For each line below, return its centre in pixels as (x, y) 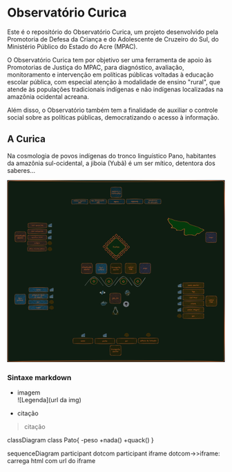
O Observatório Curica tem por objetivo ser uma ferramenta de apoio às (109, 59)
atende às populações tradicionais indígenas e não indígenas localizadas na (115, 89)
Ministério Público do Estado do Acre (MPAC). (72, 46)
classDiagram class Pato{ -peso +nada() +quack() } (80, 440)
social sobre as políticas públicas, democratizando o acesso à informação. (113, 117)
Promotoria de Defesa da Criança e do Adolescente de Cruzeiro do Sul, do (113, 39)
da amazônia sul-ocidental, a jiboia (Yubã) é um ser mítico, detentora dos (111, 163)
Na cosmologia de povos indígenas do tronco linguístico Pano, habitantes (112, 155)
